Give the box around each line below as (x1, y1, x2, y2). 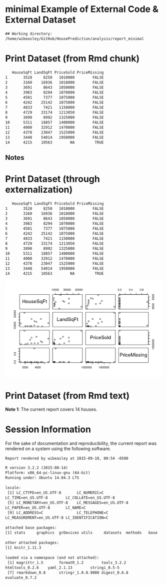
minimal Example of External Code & (5, 3, 159, 15)
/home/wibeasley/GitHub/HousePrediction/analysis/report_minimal (5, 36, 144, 41)
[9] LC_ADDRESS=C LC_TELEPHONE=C (7, 511, 108, 516)
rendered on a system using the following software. (5, 446, 111, 452)
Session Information (5, 424, 91, 435)
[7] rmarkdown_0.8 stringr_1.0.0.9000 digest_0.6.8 (7, 571, 128, 576)
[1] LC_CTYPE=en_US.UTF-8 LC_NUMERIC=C (7, 491, 104, 496)
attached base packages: (5, 526, 57, 531)
